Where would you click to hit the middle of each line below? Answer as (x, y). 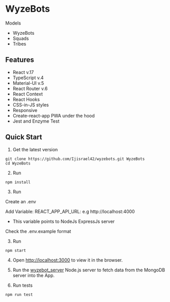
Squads (21, 38)
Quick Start (24, 137)
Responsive (25, 110)
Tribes (19, 43)
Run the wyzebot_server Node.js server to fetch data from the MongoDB (89, 270)
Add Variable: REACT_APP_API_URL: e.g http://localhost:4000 (70, 211)
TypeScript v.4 (28, 78)
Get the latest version (35, 149)
